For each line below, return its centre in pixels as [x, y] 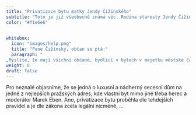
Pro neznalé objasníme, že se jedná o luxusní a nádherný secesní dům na [94, 88]
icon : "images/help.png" [41, 44]
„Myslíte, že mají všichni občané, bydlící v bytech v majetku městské [95, 60]
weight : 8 [18, 65]
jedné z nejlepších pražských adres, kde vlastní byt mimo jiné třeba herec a [97, 93]
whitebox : [18, 39]
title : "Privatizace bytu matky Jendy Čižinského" [69, 11]
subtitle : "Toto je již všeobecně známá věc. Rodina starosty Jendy [91, 17]
